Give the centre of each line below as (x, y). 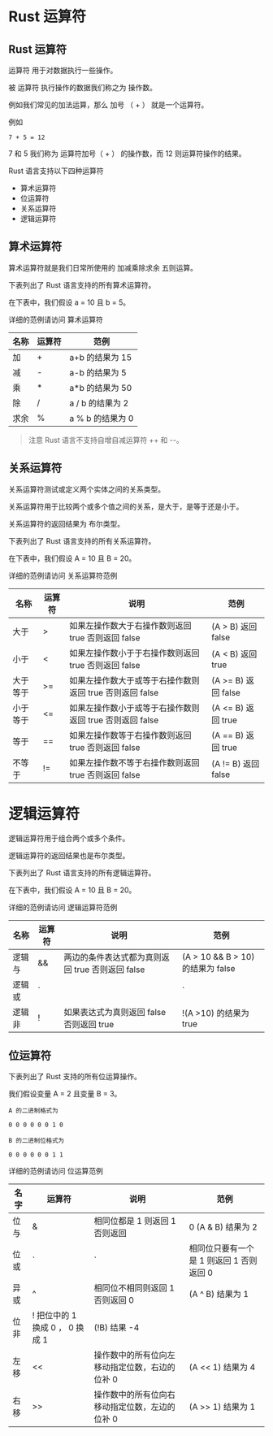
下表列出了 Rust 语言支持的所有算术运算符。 (82, 284)
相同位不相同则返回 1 (134, 1288)
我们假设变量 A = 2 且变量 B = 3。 (65, 1094)
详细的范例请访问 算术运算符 (56, 319)
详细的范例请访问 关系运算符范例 (63, 575)
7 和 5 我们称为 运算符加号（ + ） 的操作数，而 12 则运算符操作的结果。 (127, 154)
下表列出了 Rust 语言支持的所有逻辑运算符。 (82, 872)
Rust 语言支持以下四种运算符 (56, 171)
